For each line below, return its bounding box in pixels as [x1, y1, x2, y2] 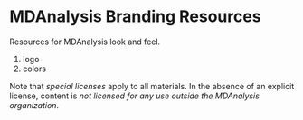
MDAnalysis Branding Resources [9, 6, 261, 27]
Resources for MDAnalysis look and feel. [9, 36, 161, 47]
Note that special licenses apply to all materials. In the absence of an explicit [9, 80, 295, 91]
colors [22, 63, 47, 74]
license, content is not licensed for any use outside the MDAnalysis [9, 90, 260, 101]
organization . [9, 99, 60, 110]
